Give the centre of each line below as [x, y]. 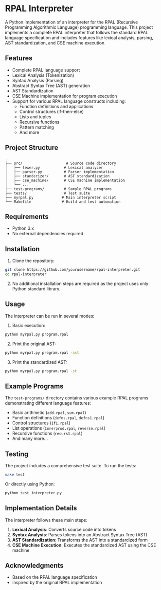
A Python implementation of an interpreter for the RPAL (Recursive [72, 22]
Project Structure [32, 148]
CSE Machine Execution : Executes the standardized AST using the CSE [84, 545]
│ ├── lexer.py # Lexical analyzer [54, 167]
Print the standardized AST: [40, 362]
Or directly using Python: [30, 484]
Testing [17, 454]
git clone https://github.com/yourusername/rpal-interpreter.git [72, 270]
